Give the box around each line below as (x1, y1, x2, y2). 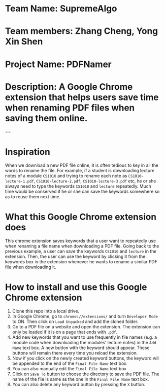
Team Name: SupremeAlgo (5, 3, 117, 14)
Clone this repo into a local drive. (12, 308, 80, 314)
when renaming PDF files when (5, 102, 135, 113)
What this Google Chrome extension (5, 211, 157, 222)
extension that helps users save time (5, 92, 159, 103)
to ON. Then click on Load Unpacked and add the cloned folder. (12, 319, 139, 324)
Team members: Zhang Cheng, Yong (5, 26, 158, 37)
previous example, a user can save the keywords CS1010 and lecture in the (5, 249, 157, 254)
